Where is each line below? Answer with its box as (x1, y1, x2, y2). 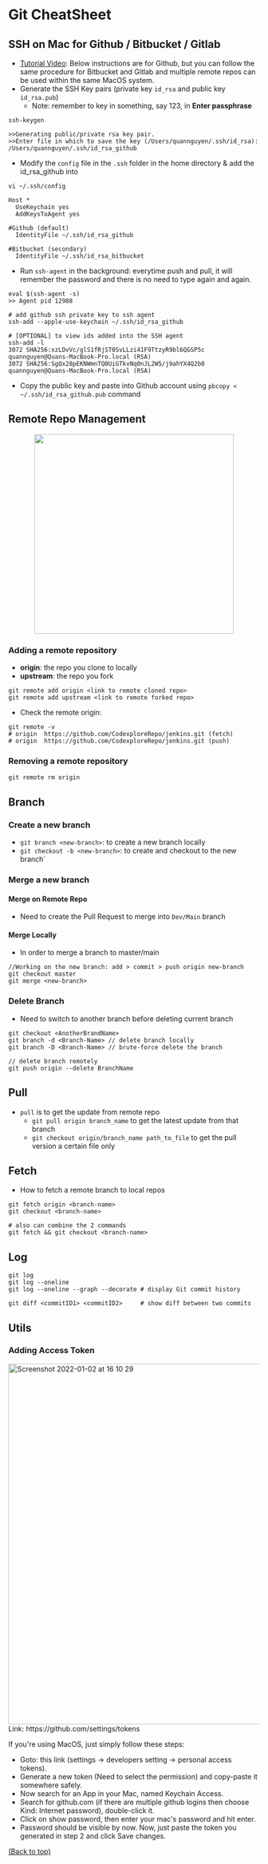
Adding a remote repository (8, 644, 117, 655)
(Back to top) (8, 1846, 51, 1856)
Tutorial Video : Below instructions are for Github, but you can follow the (19, 58, 255, 68)
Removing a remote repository (8, 756, 128, 767)
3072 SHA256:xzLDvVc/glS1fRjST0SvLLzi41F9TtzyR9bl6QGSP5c (8, 346, 205, 354)
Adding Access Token (8, 1345, 96, 1356)
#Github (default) (8, 224, 69, 232)
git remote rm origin (8, 774, 81, 782)
